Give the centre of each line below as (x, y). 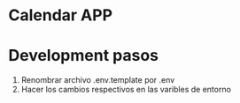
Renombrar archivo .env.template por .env (98, 80)
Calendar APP (60, 15)
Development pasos (84, 56)
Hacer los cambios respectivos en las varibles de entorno (126, 90)
